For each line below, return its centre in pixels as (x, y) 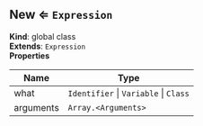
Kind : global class (43, 36)
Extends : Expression (48, 46)
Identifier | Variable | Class (129, 93)
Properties (30, 55)
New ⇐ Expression (61, 15)
